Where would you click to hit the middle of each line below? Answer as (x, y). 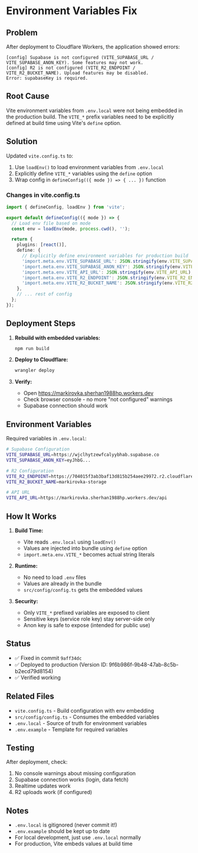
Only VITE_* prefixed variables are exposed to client (86, 612)
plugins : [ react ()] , (42, 245)
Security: (26, 601)
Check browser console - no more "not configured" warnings (98, 400)
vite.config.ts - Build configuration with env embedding (84, 710)
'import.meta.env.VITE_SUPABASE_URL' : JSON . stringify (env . (95, 261)
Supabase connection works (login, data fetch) (72, 780)
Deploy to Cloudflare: (41, 360)
